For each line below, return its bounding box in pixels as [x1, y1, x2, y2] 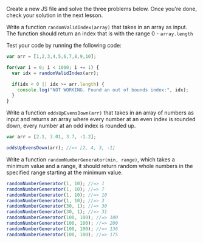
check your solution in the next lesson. [6, 12, 103, 19]
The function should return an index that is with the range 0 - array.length [6, 30, 193, 37]
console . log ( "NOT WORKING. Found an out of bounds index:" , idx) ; [17, 86, 189, 93]
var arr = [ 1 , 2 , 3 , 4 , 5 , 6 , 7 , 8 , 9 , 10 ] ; [6, 54, 97, 60]
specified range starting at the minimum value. [6, 169, 123, 176]
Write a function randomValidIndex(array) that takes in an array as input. [6, 24, 188, 30]
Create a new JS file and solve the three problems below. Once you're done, [6, 5, 198, 12]
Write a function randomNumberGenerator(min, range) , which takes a [6, 155, 175, 163]
